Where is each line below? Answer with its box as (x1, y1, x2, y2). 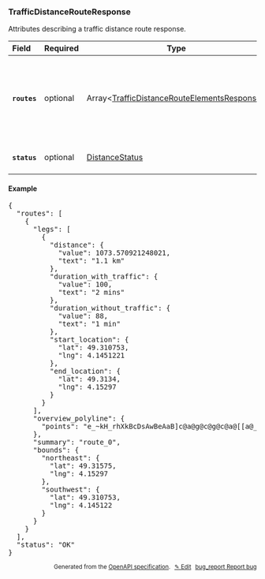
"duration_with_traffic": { (50, 272, 159, 282)
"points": (41, 422, 80, 431)
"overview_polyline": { (32, 414, 125, 424)
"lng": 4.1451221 (58, 351, 125, 360)
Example (8, 184, 38, 193)
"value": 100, (58, 280, 113, 289)
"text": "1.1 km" (58, 256, 125, 266)
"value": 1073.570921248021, (58, 248, 171, 258)
